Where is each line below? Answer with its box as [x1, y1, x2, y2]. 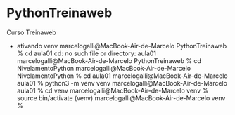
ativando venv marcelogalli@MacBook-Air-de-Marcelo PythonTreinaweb [16, 41, 227, 50]
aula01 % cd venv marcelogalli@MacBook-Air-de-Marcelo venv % [16, 86, 209, 95]
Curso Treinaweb [6, 28, 57, 36]
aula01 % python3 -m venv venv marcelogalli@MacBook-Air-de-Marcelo [16, 79, 228, 87]
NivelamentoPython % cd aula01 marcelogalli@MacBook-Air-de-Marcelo [16, 72, 228, 80]
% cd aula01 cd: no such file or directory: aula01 [16, 49, 156, 57]
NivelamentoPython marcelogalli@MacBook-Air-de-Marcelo [16, 64, 191, 72]
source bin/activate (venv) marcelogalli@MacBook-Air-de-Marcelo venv [16, 93, 226, 102]
